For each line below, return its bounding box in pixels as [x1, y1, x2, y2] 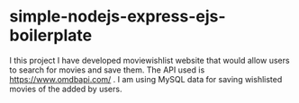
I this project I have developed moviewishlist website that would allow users [9, 55, 290, 65]
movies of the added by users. [9, 83, 122, 94]
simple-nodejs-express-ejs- [9, 6, 227, 27]
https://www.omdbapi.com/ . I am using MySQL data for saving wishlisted [9, 73, 283, 84]
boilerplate [9, 25, 93, 46]
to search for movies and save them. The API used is [9, 64, 205, 75]
